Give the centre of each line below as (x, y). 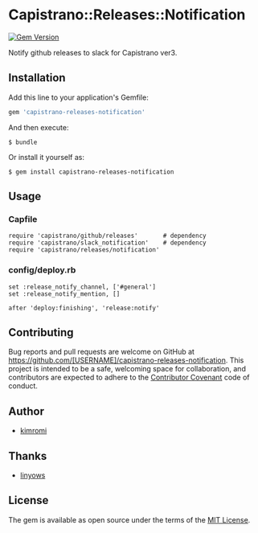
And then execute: (39, 127)
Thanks (28, 456)
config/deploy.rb (42, 270)
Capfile (23, 219)
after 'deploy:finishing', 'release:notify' (84, 308)
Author (26, 411)
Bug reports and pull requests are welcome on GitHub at (102, 352)
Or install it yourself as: (46, 157)
